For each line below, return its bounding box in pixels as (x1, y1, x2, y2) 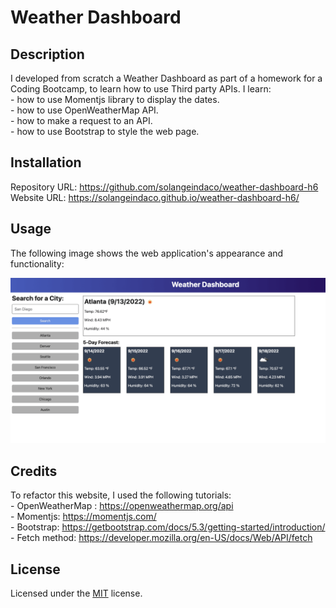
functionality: (10, 257, 65, 270)
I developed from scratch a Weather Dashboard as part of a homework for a (10, 72, 323, 84)
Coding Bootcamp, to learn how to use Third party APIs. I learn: (10, 83, 272, 95)
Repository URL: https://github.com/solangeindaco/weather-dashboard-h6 (10, 181, 319, 193)
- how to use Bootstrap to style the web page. (10, 126, 200, 137)
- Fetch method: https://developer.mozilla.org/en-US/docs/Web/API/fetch (10, 532, 313, 544)
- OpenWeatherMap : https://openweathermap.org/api (10, 500, 234, 512)
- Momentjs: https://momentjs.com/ (10, 511, 157, 523)
